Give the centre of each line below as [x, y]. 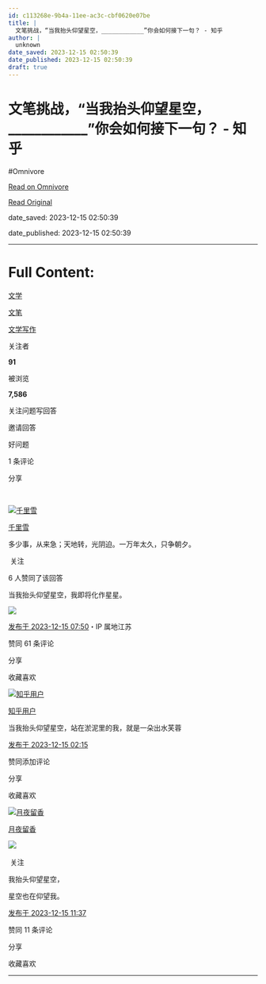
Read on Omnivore [38, 187]
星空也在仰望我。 [36, 896]
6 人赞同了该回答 [36, 577]
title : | [23, 23]
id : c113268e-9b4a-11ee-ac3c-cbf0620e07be [79, 15]
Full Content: [51, 272]
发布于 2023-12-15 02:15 [48, 744]
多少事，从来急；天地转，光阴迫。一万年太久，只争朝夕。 [102, 544]
